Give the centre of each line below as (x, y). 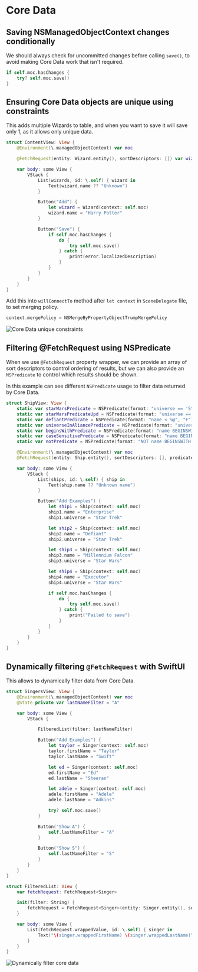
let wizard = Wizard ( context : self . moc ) (98, 207)
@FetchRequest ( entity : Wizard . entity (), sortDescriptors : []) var (100, 159)
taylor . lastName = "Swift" (81, 756)
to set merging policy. (32, 307)
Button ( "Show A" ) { (61, 827)
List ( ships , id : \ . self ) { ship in (81, 479)
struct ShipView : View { (37, 403)
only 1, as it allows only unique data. (50, 132)
